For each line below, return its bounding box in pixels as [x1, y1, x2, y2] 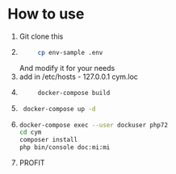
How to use [7, 5, 85, 23]
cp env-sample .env [37, 48, 103, 56]
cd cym [19, 128, 42, 137]
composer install [19, 136, 78, 144]
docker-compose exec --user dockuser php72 [19, 121, 169, 129]
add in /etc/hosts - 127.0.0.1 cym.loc [19, 72, 139, 81]
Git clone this [19, 31, 64, 41]
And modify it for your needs [19, 63, 115, 72]
